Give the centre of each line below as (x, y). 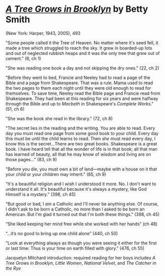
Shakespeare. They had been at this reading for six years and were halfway (82, 98)
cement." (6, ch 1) (23, 58)
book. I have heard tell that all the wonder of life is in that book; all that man (82, 149)
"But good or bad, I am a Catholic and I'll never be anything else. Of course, (82, 204)
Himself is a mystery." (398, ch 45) (41, 194)
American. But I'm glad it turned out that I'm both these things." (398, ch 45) (82, 214)
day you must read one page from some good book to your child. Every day (82, 133)
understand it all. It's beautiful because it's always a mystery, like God (76, 189)
